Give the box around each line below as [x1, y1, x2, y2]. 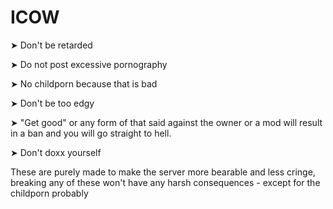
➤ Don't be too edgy [10, 97, 95, 109]
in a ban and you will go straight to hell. [10, 127, 172, 139]
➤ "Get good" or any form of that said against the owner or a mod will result [10, 116, 323, 128]
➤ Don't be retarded [10, 39, 93, 51]
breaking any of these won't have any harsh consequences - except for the [10, 176, 321, 188]
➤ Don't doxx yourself [10, 146, 102, 158]
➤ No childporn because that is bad [10, 77, 158, 90]
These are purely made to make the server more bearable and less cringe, [10, 166, 316, 178]
